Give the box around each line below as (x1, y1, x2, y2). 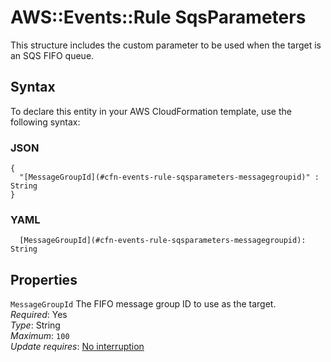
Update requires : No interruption (10, 341, 145, 353)
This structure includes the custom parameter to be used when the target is (10, 39, 322, 51)
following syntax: (10, 116, 81, 128)
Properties (10, 271, 78, 288)
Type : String (10, 319, 61, 331)
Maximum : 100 (10, 330, 70, 342)
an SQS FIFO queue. (10, 49, 95, 61)
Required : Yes (10, 309, 68, 321)
